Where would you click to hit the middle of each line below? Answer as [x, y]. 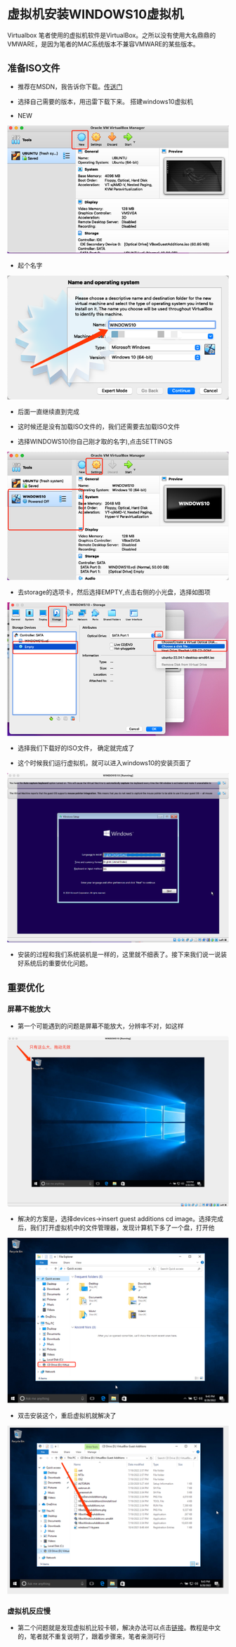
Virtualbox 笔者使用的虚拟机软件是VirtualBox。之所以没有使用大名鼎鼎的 [112, 35]
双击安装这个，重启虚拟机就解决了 [67, 1416]
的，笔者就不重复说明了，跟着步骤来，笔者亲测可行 [91, 1636]
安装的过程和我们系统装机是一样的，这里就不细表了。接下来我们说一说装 [122, 955]
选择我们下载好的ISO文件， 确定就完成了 [76, 748]
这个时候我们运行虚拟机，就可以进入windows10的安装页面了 [104, 762]
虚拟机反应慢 [29, 1611]
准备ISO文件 [34, 69]
